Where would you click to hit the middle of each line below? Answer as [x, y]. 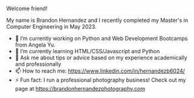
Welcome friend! [27, 8]
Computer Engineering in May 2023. [51, 27]
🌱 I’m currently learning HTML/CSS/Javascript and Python [87, 51]
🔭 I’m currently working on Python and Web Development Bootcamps [101, 38]
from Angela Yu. [35, 45]
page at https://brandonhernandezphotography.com [80, 88]
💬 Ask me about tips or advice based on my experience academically [101, 57]
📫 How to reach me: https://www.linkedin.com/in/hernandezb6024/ [100, 71]
